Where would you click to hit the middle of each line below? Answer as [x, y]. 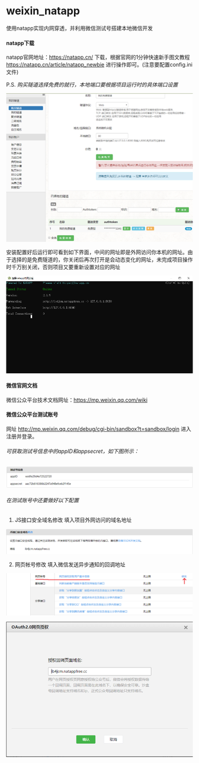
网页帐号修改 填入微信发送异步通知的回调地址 [70, 564]
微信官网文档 [22, 386]
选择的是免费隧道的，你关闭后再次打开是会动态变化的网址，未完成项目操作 [102, 260]
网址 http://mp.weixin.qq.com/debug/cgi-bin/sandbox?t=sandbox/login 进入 [99, 429]
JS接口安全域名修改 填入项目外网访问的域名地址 [73, 520]
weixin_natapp [43, 11]
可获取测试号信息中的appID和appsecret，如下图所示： [73, 451]
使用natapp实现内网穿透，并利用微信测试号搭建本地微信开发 [79, 28]
